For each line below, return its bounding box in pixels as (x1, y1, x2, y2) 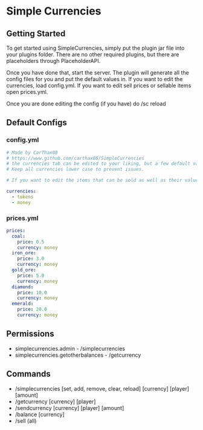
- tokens (11, 194, 34, 200)
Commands (6, 369, 51, 379)
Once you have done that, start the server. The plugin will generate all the (6, 69, 189, 76)
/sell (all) (14, 417, 37, 425)
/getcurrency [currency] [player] (14, 398, 96, 405)
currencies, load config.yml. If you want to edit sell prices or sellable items (6, 82, 192, 89)
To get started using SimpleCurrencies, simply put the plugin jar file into (6, 44, 185, 51)
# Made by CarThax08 (6, 150, 59, 156)
